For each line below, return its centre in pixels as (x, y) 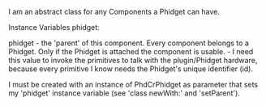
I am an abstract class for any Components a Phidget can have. (114, 12)
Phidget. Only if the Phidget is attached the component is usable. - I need (131, 51)
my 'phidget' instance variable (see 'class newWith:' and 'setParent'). (124, 93)
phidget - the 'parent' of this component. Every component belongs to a (129, 43)
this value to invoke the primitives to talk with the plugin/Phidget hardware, (133, 60)
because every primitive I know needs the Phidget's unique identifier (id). (131, 69)
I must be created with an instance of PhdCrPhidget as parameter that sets (133, 85)
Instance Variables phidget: (54, 27)
